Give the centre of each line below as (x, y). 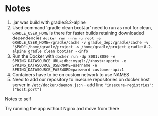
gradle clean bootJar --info (58, 51)
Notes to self (18, 99)
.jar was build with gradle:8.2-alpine (49, 22)
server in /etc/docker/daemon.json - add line (58, 85)
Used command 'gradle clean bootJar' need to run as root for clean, (82, 27)
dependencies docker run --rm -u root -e (56, 38)
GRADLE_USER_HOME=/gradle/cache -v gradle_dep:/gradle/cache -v (80, 42)
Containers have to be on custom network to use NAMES (71, 74)
